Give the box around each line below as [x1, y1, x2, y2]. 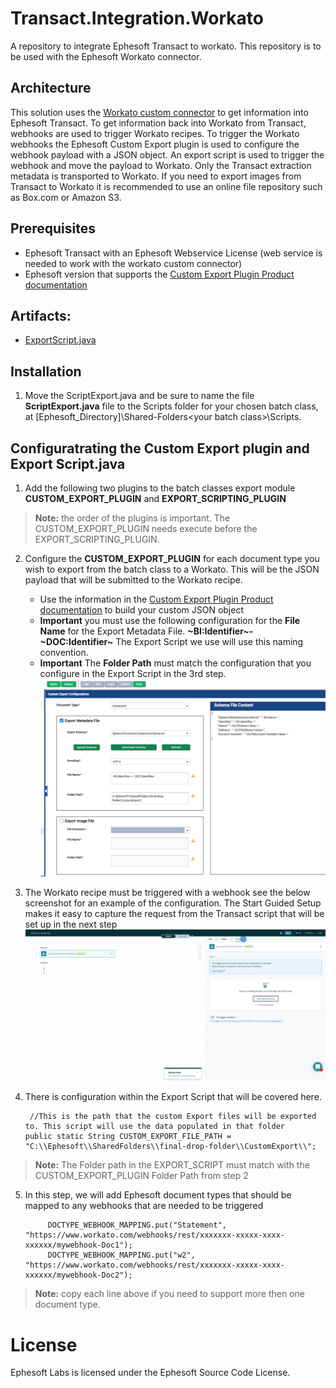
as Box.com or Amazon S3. [10, 191, 122, 203]
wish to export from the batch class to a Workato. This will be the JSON [24, 563, 320, 575]
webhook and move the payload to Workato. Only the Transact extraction [10, 159, 312, 171]
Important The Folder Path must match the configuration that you [39, 657, 312, 669]
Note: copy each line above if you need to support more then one [34, 1288, 305, 1300]
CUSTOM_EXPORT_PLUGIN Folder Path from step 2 [34, 1170, 249, 1182]
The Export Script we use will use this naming [115, 636, 304, 647]
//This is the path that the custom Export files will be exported [29, 1112, 317, 1122]
